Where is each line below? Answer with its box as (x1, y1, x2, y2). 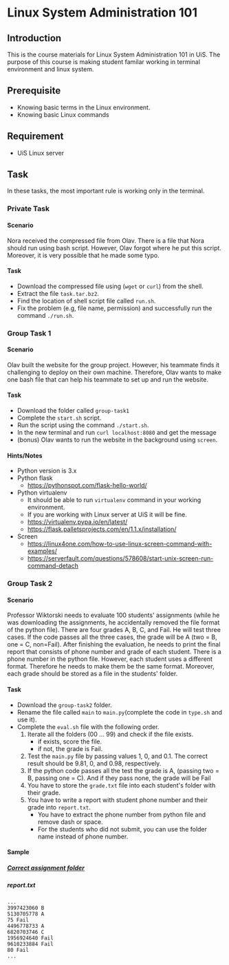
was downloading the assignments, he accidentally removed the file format (7, 618, 220, 627)
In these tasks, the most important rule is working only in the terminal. (7, 187, 205, 195)
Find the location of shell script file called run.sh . (17, 296, 156, 305)
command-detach (27, 562, 79, 570)
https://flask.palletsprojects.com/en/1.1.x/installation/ (27, 525, 177, 534)
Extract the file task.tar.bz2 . (17, 289, 100, 297)
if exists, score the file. (37, 737, 102, 746)
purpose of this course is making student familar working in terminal (7, 58, 201, 66)
